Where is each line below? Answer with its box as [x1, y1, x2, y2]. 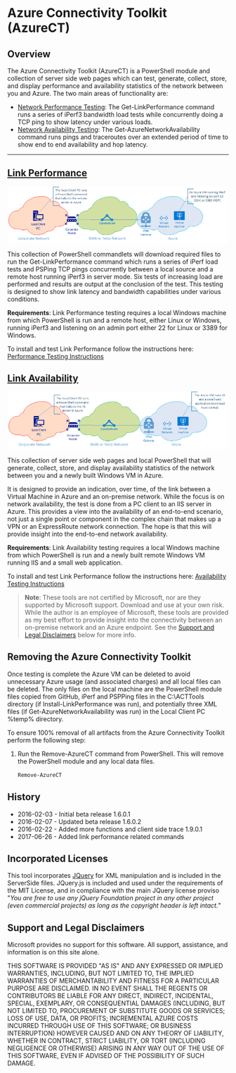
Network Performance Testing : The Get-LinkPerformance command [17, 103, 215, 111]
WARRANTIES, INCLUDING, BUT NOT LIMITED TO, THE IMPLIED [7, 969, 195, 978]
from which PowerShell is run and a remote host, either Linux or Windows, [7, 316, 222, 324]
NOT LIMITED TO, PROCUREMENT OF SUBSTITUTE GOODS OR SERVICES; [7, 1007, 225, 1015]
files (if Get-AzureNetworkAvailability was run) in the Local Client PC [7, 707, 206, 716]
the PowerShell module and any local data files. [17, 756, 155, 766]
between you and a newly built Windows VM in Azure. [7, 471, 164, 480]
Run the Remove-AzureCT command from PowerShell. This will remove [17, 749, 224, 758]
